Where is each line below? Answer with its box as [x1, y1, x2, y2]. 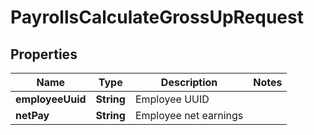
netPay [15, 109, 50, 122]
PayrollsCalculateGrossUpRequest [10, 6, 304, 29]
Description [160, 76, 218, 89]
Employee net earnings [134, 109, 244, 122]
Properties [10, 46, 78, 63]
